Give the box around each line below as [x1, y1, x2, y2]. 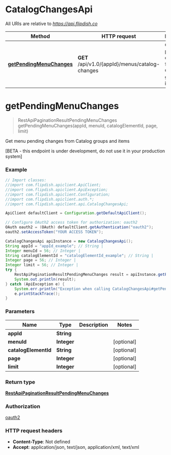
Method [30, 32, 50, 39]
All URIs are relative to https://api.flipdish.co [5, 20, 98, 27]
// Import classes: [5, 178, 47, 183]
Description [79, 321, 108, 328]
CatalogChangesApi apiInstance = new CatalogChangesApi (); [5, 239, 133, 244]
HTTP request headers [5, 427, 63, 435]
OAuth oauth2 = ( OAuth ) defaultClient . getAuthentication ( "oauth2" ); [5, 225, 154, 230]
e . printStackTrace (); [14, 291, 60, 296]
